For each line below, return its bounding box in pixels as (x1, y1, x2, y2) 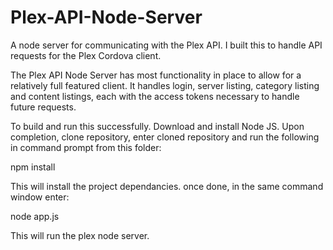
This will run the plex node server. (10, 229, 150, 241)
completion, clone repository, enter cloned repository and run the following (10, 131, 320, 143)
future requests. (10, 101, 77, 113)
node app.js (10, 210, 60, 222)
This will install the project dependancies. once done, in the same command (10, 180, 324, 192)
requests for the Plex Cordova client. (10, 49, 162, 61)
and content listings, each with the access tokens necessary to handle (10, 90, 300, 102)
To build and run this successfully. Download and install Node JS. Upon (10, 120, 305, 132)
